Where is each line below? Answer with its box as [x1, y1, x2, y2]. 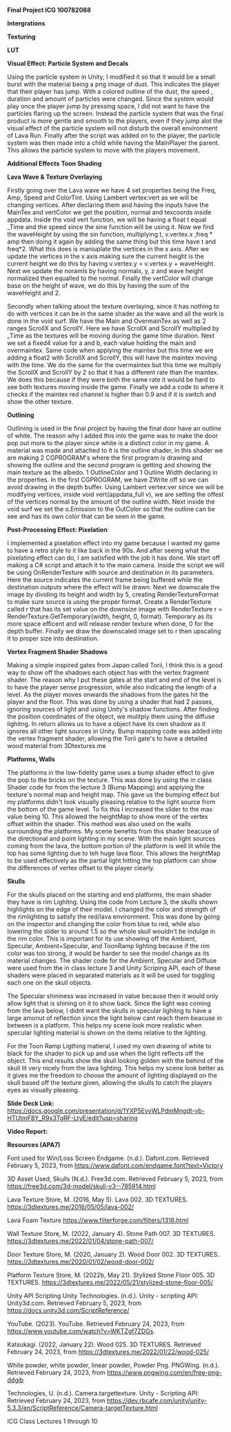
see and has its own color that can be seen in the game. [7, 512, 166, 520]
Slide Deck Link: [7, 1099, 54, 1107]
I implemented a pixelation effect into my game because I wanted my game [7, 539, 221, 547]
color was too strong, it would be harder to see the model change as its [7, 949, 210, 957]
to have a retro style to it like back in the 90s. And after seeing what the [7, 547, 210, 554]
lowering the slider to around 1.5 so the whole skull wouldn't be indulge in [7, 928, 216, 935]
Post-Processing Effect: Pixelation [7, 526, 108, 533]
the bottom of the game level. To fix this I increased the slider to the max [7, 805, 213, 813]
